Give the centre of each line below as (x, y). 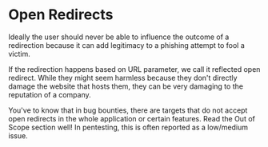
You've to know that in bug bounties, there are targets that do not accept (128, 110)
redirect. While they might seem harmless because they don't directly (123, 77)
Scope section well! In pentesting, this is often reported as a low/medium (128, 127)
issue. (18, 135)
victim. (19, 54)
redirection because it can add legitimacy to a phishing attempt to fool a (127, 45)
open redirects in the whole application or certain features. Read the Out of (132, 118)
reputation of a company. (50, 94)
